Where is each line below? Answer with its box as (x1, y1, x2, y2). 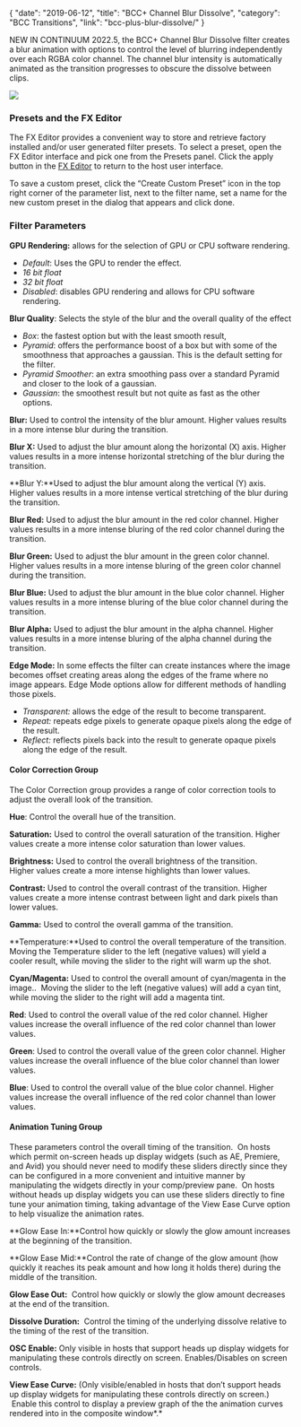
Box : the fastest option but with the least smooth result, (21, 330, 227, 341)
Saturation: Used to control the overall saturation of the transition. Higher (9, 829, 280, 840)
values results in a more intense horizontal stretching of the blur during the (9, 450, 285, 461)
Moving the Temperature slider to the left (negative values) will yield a (9, 945, 267, 956)
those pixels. (9, 688, 56, 699)
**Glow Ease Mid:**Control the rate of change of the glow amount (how (9, 1253, 279, 1263)
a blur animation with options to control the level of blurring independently (9, 44, 283, 55)
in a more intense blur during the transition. (9, 423, 168, 434)
